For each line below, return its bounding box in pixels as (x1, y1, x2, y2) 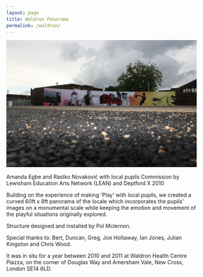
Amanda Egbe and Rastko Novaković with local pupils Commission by (6, 173, 179, 181)
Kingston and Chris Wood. (6, 241, 72, 248)
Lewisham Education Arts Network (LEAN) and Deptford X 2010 (6, 180, 164, 187)
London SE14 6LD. (6, 265, 52, 272)
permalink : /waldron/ (6, 22, 61, 28)
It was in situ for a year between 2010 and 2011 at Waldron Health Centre (6, 252, 187, 259)
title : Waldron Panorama (6, 16, 69, 22)
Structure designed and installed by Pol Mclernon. (6, 223, 131, 230)
